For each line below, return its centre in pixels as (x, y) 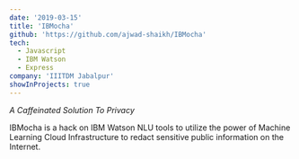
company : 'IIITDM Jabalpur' (62, 76)
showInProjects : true (50, 84)
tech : (19, 43)
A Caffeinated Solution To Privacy (72, 110)
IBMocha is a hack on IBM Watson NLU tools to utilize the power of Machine (150, 128)
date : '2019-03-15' (46, 18)
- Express (35, 68)
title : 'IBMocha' (42, 26)
